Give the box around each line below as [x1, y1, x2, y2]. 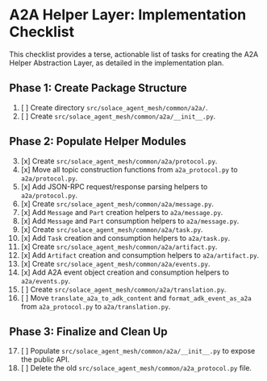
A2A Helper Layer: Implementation [9, 6, 247, 24]
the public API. [20, 354, 70, 364]
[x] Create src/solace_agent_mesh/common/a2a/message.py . [20, 199, 215, 209]
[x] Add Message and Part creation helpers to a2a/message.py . [20, 207, 223, 217]
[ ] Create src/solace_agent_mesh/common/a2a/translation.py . [20, 284, 227, 294]
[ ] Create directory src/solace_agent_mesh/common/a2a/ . [20, 102, 208, 112]
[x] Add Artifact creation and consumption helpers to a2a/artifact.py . [20, 250, 260, 259]
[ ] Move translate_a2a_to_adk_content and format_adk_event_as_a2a [20, 292, 252, 303]
